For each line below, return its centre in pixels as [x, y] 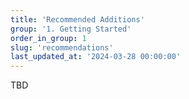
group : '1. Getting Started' [71, 29]
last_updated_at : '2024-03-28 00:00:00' [96, 57]
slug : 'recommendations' [62, 47]
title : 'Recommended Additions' [77, 19]
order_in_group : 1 [48, 38]
